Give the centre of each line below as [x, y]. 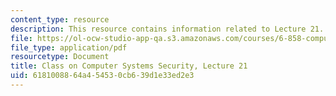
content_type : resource [60, 19]
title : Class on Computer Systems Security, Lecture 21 [129, 66]
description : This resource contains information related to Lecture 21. [167, 29]
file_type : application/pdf [69, 47]
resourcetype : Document [60, 57]
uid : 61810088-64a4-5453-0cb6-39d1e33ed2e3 [102, 76]
